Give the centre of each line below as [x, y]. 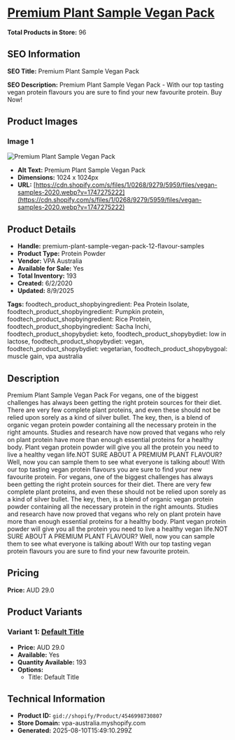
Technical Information [56, 698]
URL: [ [27, 185]
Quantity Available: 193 [52, 662]
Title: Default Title [54, 677]
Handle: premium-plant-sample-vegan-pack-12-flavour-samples [111, 246]
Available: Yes [38, 655]
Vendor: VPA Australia [50, 261]
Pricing [23, 573]
